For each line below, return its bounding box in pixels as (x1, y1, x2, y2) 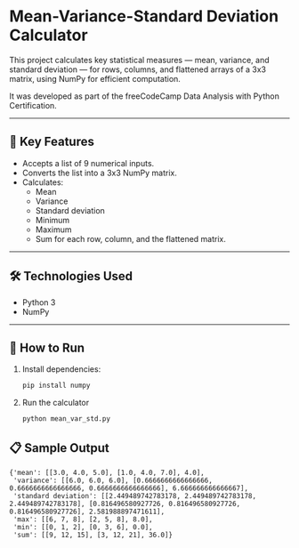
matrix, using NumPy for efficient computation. (9, 73, 181, 84)
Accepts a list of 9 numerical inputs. (21, 157, 155, 168)
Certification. (9, 100, 58, 110)
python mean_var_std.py (21, 415, 111, 423)
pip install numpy (21, 381, 91, 391)
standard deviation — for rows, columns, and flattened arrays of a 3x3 (9, 64, 267, 75)
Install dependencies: (21, 364, 101, 375)
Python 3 (21, 296, 56, 308)
